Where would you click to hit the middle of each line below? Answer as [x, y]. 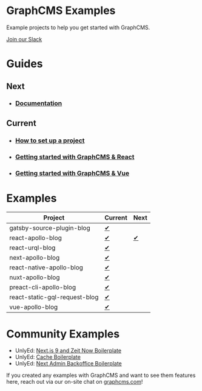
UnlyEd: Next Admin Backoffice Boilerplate [69, 364]
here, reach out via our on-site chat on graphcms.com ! [75, 382]
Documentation [39, 103]
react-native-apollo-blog [46, 267]
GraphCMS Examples [61, 11]
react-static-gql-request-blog [54, 297]
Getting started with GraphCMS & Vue [72, 173]
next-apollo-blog [35, 257]
